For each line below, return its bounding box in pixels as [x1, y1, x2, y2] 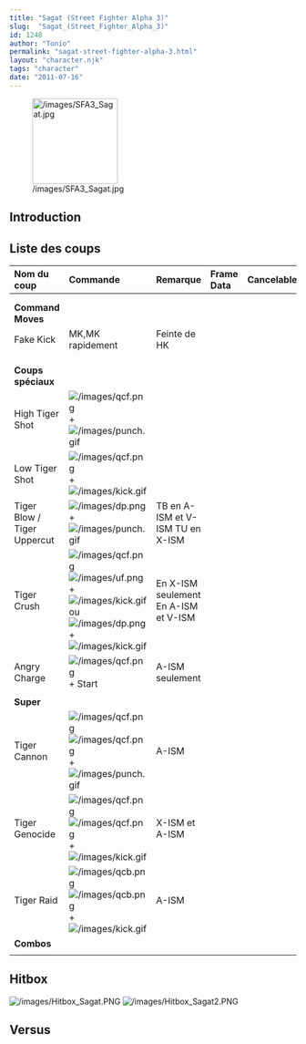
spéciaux [14, 375, 55, 388]
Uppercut [14, 533, 55, 546]
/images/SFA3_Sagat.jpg [32, 183, 125, 194]
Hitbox [9, 972, 48, 987]
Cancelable [247, 273, 298, 285]
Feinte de [156, 327, 196, 340]
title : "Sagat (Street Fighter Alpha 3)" [9, 13, 169, 23]
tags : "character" [9, 65, 79, 74]
